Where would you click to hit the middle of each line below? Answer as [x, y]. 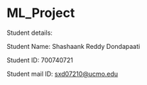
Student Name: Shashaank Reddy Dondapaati [73, 46]
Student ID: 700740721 [40, 60]
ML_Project [41, 13]
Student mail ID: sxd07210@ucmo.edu [62, 74]
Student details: [29, 33]
